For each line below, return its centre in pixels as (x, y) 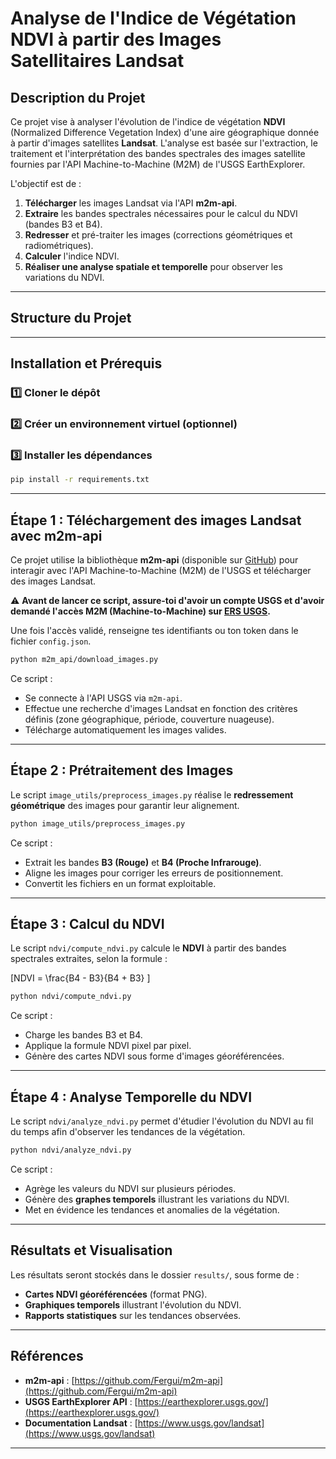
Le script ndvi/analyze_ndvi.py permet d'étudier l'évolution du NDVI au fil (162, 1121)
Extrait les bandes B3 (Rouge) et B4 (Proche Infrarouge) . (143, 862)
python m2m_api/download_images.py (84, 660)
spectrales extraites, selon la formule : (89, 959)
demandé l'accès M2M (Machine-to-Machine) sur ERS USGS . (140, 611)
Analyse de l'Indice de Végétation (153, 18)
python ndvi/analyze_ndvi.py (71, 1150)
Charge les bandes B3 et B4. (83, 1035)
